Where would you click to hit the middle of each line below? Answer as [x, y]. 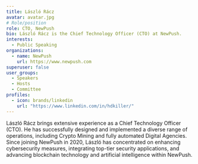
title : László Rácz [30, 12]
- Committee [26, 89]
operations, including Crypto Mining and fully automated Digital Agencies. [97, 135]
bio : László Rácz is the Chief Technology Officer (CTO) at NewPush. [94, 34]
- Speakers [25, 78]
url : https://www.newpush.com [54, 61]
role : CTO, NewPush [30, 28]
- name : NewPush [32, 56]
